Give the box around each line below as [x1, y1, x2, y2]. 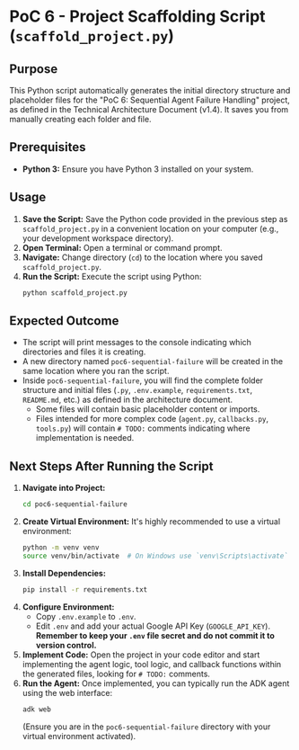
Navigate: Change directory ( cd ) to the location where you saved [22, 252, 263, 263]
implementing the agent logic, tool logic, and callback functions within [22, 658, 282, 669]
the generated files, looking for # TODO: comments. [22, 668, 211, 679]
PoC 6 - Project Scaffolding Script [9, 6, 267, 27]
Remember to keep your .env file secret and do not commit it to [35, 629, 276, 640]
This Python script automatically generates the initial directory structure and [9, 85, 291, 95]
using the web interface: [22, 687, 113, 698]
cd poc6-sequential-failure [22, 500, 128, 509]
